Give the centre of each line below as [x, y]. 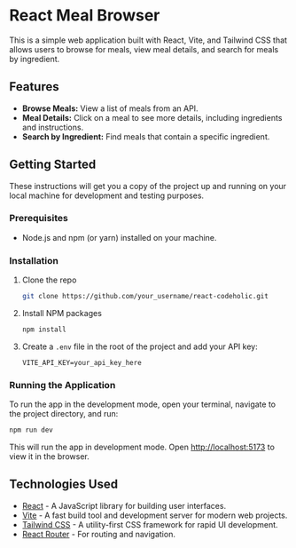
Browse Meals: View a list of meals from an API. [110, 108]
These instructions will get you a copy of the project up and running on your [148, 186]
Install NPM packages [62, 314]
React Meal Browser [85, 16]
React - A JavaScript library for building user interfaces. [124, 505]
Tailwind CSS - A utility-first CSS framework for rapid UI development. [150, 524]
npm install [44, 330]
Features [34, 87]
